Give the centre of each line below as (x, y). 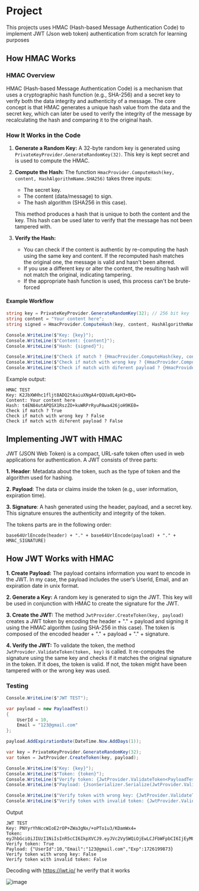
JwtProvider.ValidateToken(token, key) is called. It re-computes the (90, 651)
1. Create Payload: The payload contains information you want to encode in (98, 573)
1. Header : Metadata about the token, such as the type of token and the (93, 471)
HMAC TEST (18, 390)
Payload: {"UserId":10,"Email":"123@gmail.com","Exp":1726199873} (90, 849)
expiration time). (26, 495)
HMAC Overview (31, 75)
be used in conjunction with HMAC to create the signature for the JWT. (93, 603)
